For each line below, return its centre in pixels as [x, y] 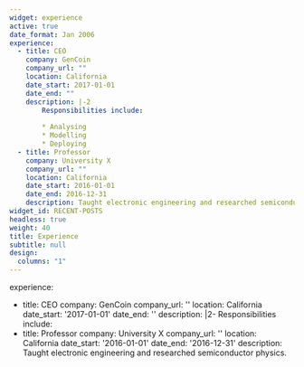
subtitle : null [38, 245]
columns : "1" [42, 262]
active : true [34, 26]
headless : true [38, 219]
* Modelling [65, 136]
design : [24, 253]
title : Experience [44, 236]
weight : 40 [30, 228]
